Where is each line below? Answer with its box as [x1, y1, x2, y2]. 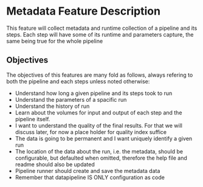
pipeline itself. [15, 115, 50, 122]
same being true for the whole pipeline [6, 37, 103, 44]
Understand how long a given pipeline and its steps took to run [15, 90, 173, 97]
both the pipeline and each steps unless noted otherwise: [6, 77, 150, 85]
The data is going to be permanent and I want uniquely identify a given [15, 135, 193, 142]
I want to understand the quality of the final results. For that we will [15, 122, 182, 129]
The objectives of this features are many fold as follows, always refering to [6, 71, 193, 79]
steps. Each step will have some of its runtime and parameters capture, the [6, 30, 194, 38]
